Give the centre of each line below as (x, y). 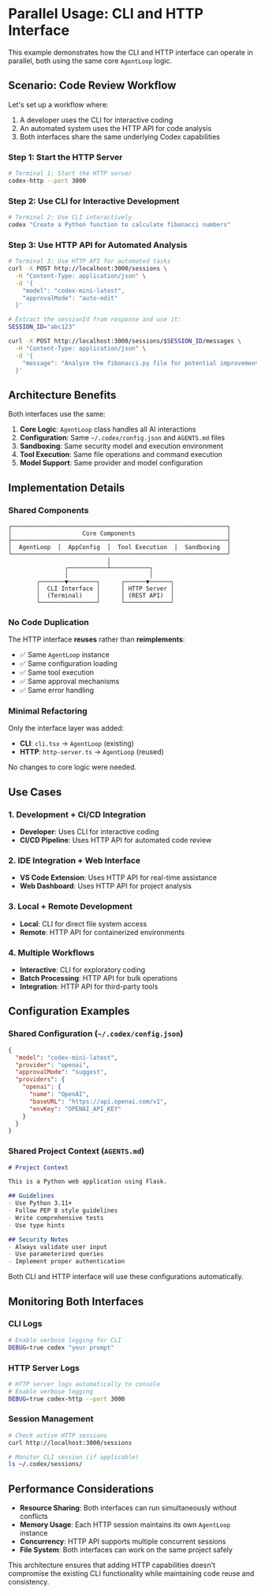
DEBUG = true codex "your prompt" (61, 1347)
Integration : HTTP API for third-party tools (89, 986)
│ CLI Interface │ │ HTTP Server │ (106, 589)
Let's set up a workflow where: (58, 104)
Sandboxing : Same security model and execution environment (121, 446)
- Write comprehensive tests (56, 1218)
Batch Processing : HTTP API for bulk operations (99, 978)
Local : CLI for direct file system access (83, 923)
